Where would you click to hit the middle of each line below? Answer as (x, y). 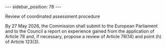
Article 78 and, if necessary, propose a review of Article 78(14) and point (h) (83, 36)
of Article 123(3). (22, 42)
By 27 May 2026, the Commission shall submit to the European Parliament (81, 26)
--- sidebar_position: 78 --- (33, 7)
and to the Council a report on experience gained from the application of (80, 31)
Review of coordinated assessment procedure (52, 16)
